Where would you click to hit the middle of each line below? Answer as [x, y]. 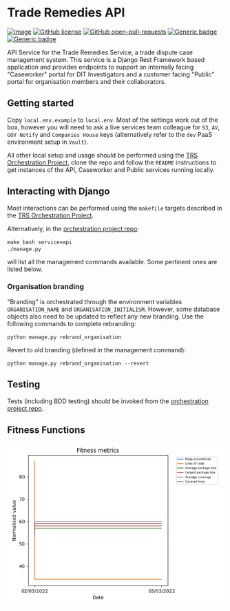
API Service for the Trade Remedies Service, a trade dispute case [100, 52]
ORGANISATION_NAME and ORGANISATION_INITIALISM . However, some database [114, 309]
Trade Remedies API [66, 13]
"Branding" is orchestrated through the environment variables [95, 301]
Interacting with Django [59, 192]
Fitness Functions [46, 430]
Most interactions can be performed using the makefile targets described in [115, 208]
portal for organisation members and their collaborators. [87, 81]
